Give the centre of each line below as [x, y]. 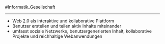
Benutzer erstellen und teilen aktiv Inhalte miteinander [67, 26]
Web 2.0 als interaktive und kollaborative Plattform [63, 21]
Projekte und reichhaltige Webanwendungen [57, 36]
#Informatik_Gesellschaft [30, 7]
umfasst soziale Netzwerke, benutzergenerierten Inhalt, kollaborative [82, 31]
